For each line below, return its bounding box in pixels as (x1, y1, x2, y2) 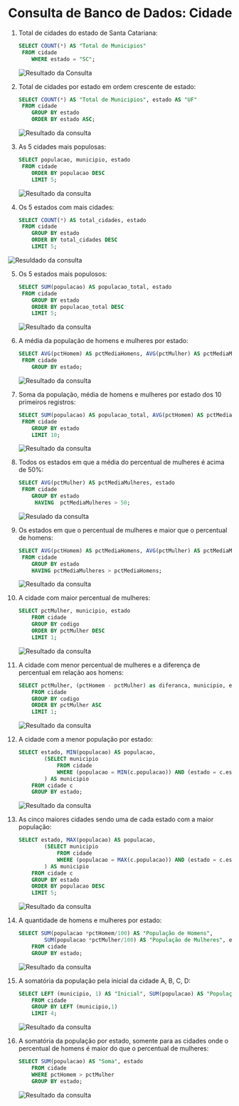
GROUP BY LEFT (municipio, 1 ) (31, 1004, 118, 1011)
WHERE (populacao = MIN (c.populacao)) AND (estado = (56, 769, 216, 776)
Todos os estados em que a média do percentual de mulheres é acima (18, 458, 225, 467)
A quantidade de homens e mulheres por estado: (18, 916, 162, 925)
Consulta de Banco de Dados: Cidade (8, 5, 233, 21)
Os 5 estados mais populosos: (18, 269, 107, 278)
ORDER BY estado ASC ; (31, 116, 95, 123)
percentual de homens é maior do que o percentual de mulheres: (18, 1044, 209, 1053)
